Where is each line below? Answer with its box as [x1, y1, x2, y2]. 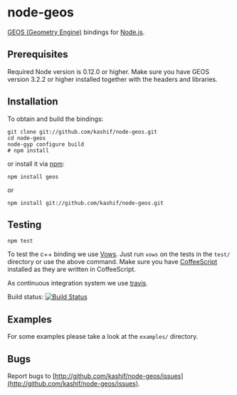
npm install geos [7, 173, 59, 180]
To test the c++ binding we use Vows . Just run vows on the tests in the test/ [7, 250, 231, 258]
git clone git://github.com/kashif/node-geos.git [7, 128, 158, 135]
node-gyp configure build [7, 140, 84, 148]
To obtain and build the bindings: [7, 115, 104, 123]
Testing [7, 218, 42, 231]
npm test [7, 238, 33, 245]
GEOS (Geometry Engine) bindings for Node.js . [7, 28, 145, 36]
